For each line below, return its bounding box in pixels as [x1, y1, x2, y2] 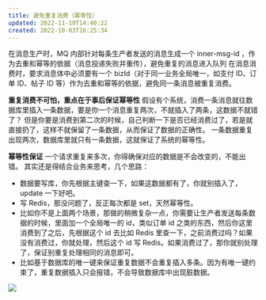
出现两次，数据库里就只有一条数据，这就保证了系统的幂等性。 [8, 135, 210, 145]
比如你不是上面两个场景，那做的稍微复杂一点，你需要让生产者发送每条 [19, 208, 249, 218]
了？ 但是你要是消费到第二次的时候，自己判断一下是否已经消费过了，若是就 [8, 116, 253, 125]
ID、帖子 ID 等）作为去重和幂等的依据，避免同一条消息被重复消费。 [17, 78, 236, 88]
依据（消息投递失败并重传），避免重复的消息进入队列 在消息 [56, 59, 249, 68]
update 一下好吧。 [19, 188, 80, 198]
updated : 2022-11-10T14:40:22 [8, 19, 108, 27]
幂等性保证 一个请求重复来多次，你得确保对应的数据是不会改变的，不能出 [8, 152, 246, 161]
